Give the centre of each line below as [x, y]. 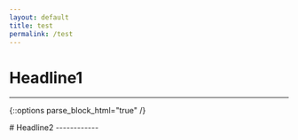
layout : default [39, 17]
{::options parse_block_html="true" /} [78, 111]
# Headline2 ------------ [54, 128]
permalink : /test [41, 34]
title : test [31, 26]
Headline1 [46, 78]
